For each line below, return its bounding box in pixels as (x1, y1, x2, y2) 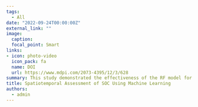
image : (6, 31, 23, 37)
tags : (6, 8, 20, 15)
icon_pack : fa (11, 58, 46, 64)
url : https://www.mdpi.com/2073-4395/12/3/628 (11, 70, 129, 75)
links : (6, 48, 23, 53)
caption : (11, 36, 33, 42)
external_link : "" (6, 25, 52, 32)
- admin (11, 92, 31, 97)
